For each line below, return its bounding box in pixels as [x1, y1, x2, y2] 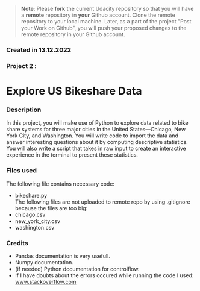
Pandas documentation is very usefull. [14, 252, 110, 260]
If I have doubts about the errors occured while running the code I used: [14, 271, 194, 279]
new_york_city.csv [14, 217, 61, 225]
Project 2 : [6, 61, 37, 70]
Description [6, 105, 42, 114]
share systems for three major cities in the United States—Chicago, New [6, 126, 186, 133]
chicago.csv [14, 211, 46, 218]
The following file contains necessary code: [6, 180, 115, 187]
